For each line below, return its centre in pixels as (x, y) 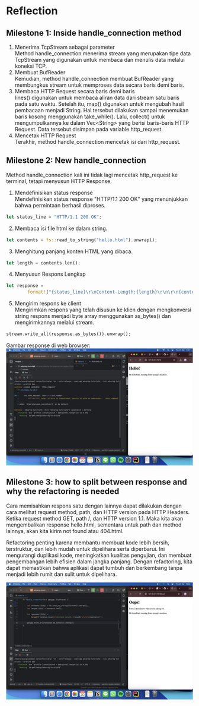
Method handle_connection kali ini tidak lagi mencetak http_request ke (92, 175)
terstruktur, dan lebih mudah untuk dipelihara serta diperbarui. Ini (86, 549)
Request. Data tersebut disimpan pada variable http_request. (89, 129)
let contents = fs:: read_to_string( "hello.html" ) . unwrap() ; (82, 240)
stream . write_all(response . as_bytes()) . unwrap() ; (69, 334)
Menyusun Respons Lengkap (50, 274)
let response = (25, 286)
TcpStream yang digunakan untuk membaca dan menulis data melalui (100, 60)
